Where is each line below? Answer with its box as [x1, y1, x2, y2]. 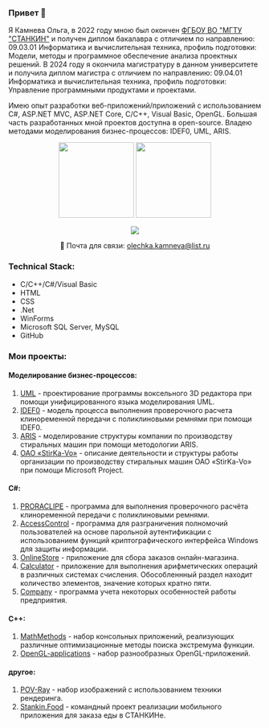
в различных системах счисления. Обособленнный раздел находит [19, 570, 253, 579]
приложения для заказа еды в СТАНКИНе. [19, 710, 166, 720]
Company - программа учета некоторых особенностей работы [19, 587, 237, 596]
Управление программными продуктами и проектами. [8, 85, 197, 95]
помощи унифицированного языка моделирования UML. [19, 397, 215, 407]
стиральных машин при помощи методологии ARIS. [19, 440, 198, 449]
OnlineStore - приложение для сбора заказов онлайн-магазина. [19, 552, 239, 562]
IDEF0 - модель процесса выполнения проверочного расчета [19, 405, 233, 415]
